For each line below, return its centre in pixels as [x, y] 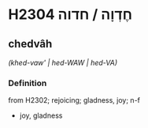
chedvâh [30, 44]
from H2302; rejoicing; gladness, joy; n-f [74, 100]
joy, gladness [41, 115]
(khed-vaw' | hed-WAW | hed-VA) [63, 62]
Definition [28, 83]
